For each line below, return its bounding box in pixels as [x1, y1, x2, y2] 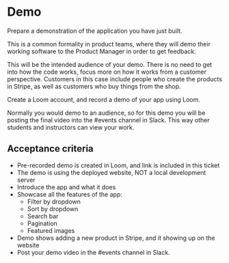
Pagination [27, 219, 58, 227]
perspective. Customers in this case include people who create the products [7, 74, 222, 83]
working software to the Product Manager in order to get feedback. [7, 47, 196, 55]
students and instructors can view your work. [7, 123, 135, 131]
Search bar [27, 212, 59, 220]
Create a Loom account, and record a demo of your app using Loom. [7, 95, 200, 103]
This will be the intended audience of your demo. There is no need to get [7, 60, 213, 68]
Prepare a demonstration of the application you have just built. [7, 27, 183, 35]
